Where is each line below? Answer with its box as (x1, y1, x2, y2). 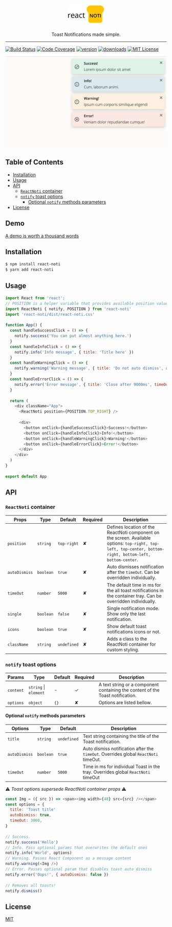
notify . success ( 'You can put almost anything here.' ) (14, 334, 132, 339)
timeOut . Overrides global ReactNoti (82, 751, 159, 757)
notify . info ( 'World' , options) (5, 850, 72, 856)
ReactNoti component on (106, 529, 160, 535)
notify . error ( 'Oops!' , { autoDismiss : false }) (5, 872, 109, 877)
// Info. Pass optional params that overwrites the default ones (5, 845, 147, 850)
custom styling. (106, 647, 139, 653)
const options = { (5, 801, 45, 807)
